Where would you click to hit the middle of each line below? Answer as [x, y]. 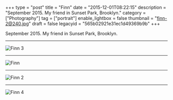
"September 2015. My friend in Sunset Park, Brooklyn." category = [76, 13]
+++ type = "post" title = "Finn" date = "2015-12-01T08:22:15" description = [86, 7]
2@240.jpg [17, 23]
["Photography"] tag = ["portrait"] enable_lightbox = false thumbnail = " [81, 18]
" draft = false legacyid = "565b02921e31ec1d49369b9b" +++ [94, 23]
